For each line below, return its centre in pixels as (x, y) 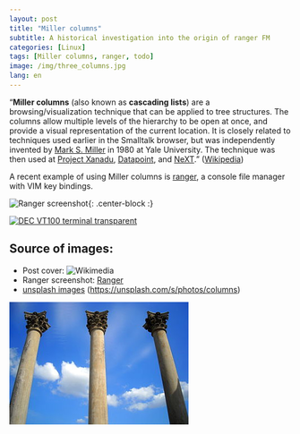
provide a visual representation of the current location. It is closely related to (150, 131)
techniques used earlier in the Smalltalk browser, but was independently (142, 140)
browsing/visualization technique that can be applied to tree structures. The (149, 111)
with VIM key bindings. (51, 186)
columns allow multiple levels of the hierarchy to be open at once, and (139, 121)
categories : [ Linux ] (48, 47)
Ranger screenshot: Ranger (73, 280)
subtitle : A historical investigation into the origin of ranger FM (140, 38)
